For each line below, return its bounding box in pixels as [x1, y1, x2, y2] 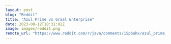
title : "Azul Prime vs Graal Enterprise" [5, 17, 95, 22]
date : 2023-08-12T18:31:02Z [5, 21, 65, 27]
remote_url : [5, 31, 31, 36]
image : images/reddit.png [5, 26, 60, 31]
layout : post [5, 7, 33, 13]
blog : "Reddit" [5, 12, 38, 17]
